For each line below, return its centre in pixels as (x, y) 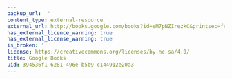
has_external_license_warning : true (60, 39)
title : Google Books (37, 58)
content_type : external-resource (55, 20)
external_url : (28, 26)
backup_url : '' (29, 13)
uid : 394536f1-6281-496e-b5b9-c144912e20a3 (71, 65)
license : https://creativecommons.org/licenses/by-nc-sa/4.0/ (98, 52)
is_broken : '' (28, 45)
